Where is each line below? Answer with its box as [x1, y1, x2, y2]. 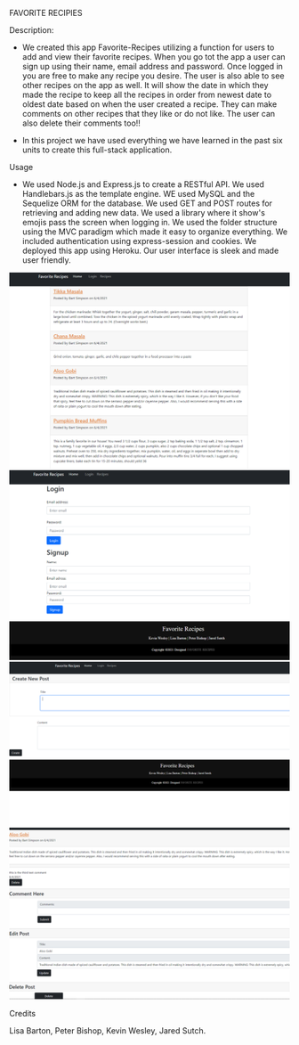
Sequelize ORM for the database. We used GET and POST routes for [21, 198, 273, 208]
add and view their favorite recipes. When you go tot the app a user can [21, 52, 287, 61]
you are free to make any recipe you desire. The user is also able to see [21, 70, 285, 81]
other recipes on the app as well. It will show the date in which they [21, 80, 269, 90]
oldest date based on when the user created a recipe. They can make [21, 99, 278, 110]
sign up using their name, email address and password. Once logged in [21, 61, 283, 71]
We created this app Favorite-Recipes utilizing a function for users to [21, 42, 275, 53]
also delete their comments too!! [21, 118, 141, 128]
